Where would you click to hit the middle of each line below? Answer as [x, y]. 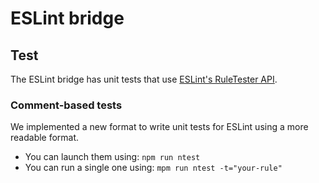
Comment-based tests [66, 105]
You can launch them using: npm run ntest [112, 157]
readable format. [45, 138]
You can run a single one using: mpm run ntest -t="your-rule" [153, 168]
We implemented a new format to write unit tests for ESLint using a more [159, 127]
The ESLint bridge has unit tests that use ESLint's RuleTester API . [144, 79]
